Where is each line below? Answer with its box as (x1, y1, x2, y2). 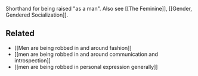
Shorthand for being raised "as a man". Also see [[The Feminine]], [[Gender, (5, 5, 192, 12)
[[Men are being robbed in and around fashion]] (14, 44, 132, 51)
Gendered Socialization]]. (5, 11, 69, 18)
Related (5, 28, 35, 39)
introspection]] (14, 56, 51, 64)
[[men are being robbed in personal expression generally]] (14, 63, 158, 70)
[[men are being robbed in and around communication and (14, 50, 159, 58)
